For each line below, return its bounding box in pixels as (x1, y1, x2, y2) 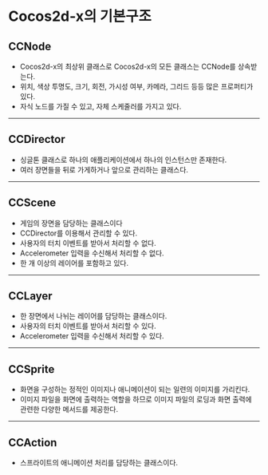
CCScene (8, 196, 57, 210)
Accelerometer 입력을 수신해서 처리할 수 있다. (19, 331, 165, 341)
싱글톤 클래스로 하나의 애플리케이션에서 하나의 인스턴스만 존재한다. (19, 155, 227, 164)
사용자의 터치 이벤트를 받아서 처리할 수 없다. (19, 238, 157, 247)
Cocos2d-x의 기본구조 (8, 7, 152, 26)
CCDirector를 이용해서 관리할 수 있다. (19, 228, 138, 238)
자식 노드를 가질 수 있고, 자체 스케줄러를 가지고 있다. (19, 101, 182, 111)
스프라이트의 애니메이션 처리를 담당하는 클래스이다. (19, 458, 178, 468)
